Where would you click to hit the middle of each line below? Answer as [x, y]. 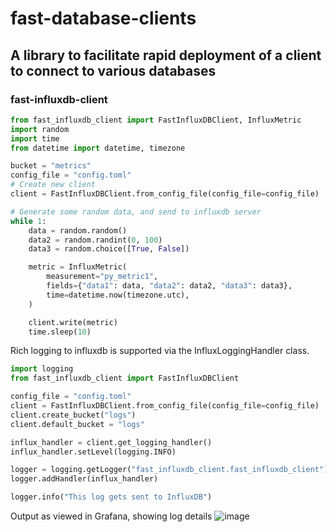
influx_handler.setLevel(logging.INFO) [93, 452]
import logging [42, 369]
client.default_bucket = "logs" [77, 424]
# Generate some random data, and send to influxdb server [136, 212]
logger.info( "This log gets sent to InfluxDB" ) [111, 497]
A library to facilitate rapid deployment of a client [166, 55]
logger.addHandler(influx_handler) [84, 479]
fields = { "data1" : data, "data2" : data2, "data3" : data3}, [169, 286]
